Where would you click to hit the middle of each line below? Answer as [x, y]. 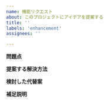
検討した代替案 [24, 82]
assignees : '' [24, 34]
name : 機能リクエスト [29, 12]
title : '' [18, 22]
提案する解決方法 [27, 69]
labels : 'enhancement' [34, 28]
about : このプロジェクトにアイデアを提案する [55, 17]
